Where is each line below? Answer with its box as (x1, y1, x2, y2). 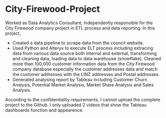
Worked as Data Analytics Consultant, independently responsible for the (5, 20, 153, 26)
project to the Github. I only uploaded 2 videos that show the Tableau (5, 102, 147, 108)
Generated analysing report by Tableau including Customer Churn (12, 77, 148, 82)
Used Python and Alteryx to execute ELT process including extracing (12, 45, 153, 51)
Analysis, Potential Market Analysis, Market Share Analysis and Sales (12, 81, 154, 87)
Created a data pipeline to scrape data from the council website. (12, 39, 144, 45)
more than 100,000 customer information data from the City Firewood (12, 61, 155, 67)
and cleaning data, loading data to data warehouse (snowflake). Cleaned (12, 55, 162, 61)
